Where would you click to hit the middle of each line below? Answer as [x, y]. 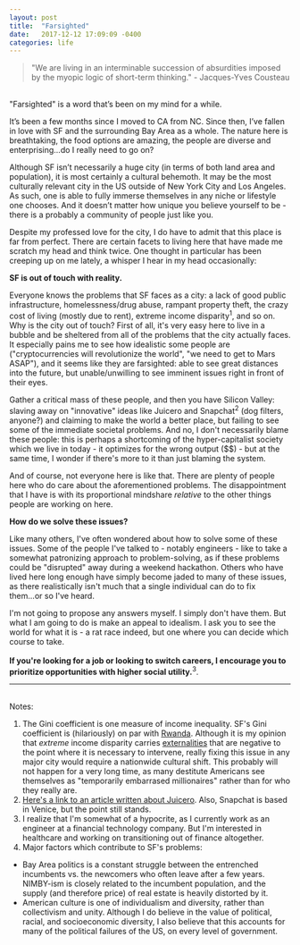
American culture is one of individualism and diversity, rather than [143, 903]
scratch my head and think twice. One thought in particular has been [135, 251]
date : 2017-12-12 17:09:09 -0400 [75, 34]
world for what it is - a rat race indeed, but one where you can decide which [149, 632]
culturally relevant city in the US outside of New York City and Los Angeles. [148, 186]
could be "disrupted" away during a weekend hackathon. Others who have [146, 567]
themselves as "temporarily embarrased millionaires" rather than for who [156, 781]
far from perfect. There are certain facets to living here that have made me [146, 241]
